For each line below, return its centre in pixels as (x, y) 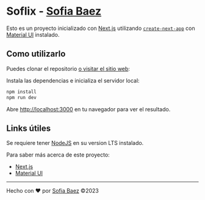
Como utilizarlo (36, 54)
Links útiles (28, 128)
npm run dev (21, 97)
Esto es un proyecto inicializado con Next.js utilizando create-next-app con (101, 28)
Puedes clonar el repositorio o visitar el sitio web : (68, 69)
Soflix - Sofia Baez (54, 11)
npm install (21, 92)
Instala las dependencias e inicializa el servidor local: (73, 80)
